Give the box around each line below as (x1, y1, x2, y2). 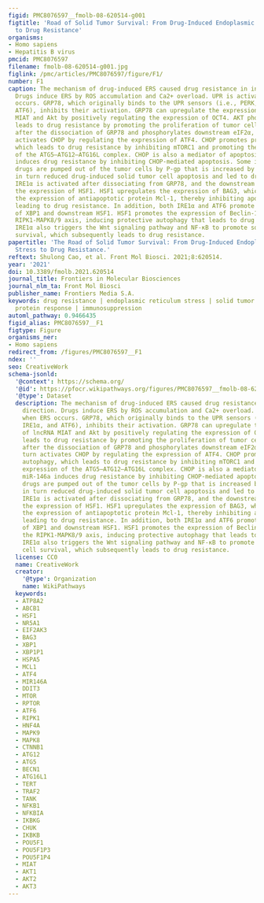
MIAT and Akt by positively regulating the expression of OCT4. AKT (15, 114, 244, 122)
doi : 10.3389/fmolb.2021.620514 (8, 268, 114, 276)
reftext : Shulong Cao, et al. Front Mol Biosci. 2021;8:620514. (8, 253, 223, 261)
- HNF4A (15, 721, 41, 729)
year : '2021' (8, 261, 51, 268)
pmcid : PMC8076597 (8, 56, 68, 64)
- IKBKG (15, 816, 41, 825)
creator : (15, 568, 44, 575)
